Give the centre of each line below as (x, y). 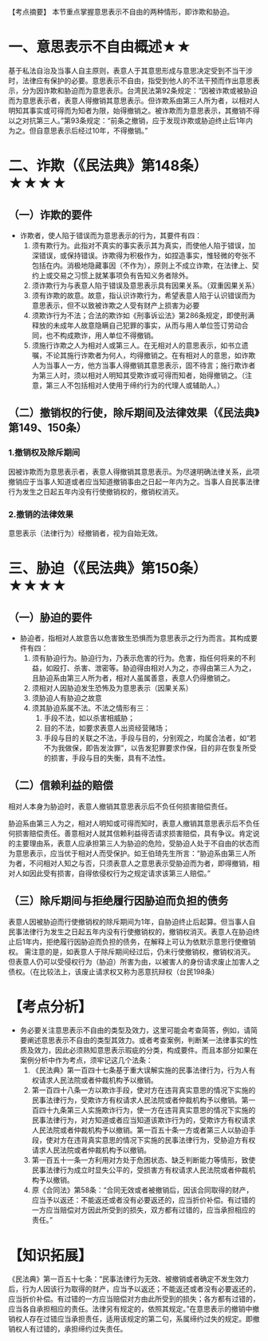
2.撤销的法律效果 (41, 514)
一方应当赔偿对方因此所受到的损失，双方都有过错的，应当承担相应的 (144, 1210)
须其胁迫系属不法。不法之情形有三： (91, 708)
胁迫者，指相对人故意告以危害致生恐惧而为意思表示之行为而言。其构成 (135, 638)
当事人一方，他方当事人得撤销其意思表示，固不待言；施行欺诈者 (151, 365)
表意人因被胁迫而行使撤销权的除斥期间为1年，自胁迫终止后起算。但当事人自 (132, 921)
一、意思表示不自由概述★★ (100, 47)
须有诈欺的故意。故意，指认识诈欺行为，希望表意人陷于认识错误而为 (144, 295)
